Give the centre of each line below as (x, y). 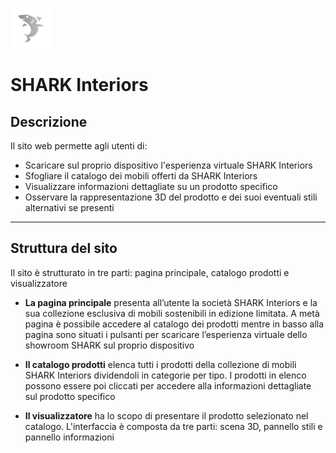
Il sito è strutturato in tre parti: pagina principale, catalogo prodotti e (150, 272)
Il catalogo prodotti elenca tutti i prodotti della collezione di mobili (160, 364)
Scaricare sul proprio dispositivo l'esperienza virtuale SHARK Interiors (168, 165)
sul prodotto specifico (70, 396)
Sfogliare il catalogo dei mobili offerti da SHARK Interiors (141, 176)
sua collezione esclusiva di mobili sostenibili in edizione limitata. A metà (172, 313)
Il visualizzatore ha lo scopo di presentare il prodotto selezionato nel (166, 415)
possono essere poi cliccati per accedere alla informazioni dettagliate (168, 385)
